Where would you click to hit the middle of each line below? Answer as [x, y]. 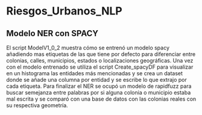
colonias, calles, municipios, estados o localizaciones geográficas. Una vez [100, 61]
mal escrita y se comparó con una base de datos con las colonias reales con [101, 99]
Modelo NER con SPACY [52, 33]
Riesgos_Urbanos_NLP [64, 11]
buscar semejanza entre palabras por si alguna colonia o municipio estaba [99, 92]
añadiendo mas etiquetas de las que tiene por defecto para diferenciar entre [101, 54]
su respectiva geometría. [37, 105]
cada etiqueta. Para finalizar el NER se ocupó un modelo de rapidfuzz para [99, 86]
